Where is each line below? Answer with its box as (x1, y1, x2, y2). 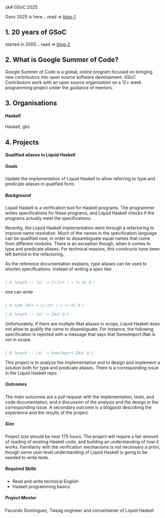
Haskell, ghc (5, 124, 31, 130)
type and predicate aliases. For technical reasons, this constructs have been (5, 246, 160, 252)
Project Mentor (5, 495, 37, 501)
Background (5, 192, 31, 198)
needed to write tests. (5, 454, 50, 460)
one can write (5, 289, 33, 295)
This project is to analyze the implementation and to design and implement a (5, 359, 160, 365)
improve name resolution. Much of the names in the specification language (5, 230, 157, 236)
